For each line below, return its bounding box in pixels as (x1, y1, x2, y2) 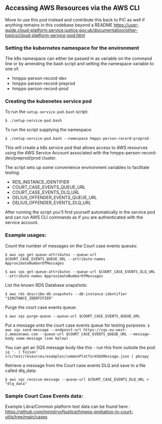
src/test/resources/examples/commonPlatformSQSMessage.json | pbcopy (5, 354, 149, 359)
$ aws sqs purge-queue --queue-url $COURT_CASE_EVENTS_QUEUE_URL (5, 313, 140, 318)
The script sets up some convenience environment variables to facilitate (5, 165, 150, 170)
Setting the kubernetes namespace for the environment (5, 44, 140, 51)
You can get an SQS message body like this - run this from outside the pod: (5, 344, 156, 350)
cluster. (41, 155, 57, 161)
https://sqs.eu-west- (83, 327, 127, 332)
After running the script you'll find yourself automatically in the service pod (5, 209, 156, 215)
